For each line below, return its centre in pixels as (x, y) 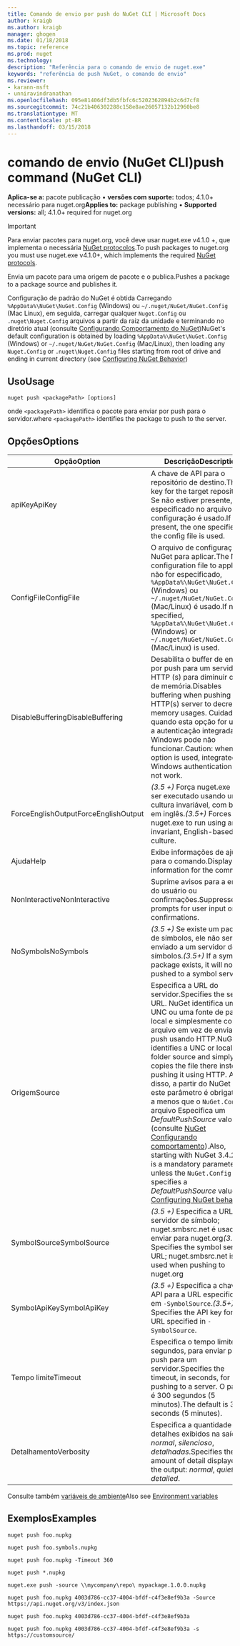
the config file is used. (188, 536)
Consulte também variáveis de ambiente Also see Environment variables (113, 1496)
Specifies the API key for (192, 1312)
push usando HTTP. (184, 1039)
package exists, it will (187, 965)
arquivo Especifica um (188, 1111)
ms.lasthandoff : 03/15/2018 (49, 127)
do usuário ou (174, 891)
